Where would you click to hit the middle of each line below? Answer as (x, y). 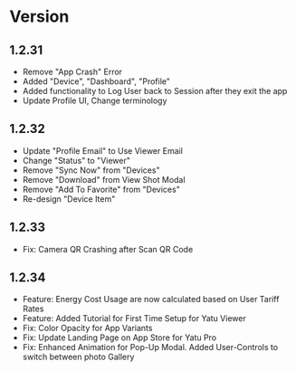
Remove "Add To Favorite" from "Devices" (101, 189)
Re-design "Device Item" (69, 199)
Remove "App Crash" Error (72, 71)
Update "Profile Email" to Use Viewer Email (103, 150)
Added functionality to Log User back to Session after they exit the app (155, 91)
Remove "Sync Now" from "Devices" (91, 170)
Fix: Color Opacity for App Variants (87, 328)
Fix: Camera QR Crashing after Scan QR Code (108, 249)
